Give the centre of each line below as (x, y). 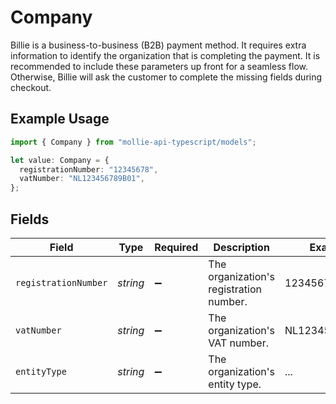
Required (176, 247)
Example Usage (60, 119)
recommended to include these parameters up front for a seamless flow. (159, 66)
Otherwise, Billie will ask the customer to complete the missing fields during (166, 77)
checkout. (31, 87)
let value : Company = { (60, 160)
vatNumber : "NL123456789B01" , (82, 179)
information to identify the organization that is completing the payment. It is (165, 55)
